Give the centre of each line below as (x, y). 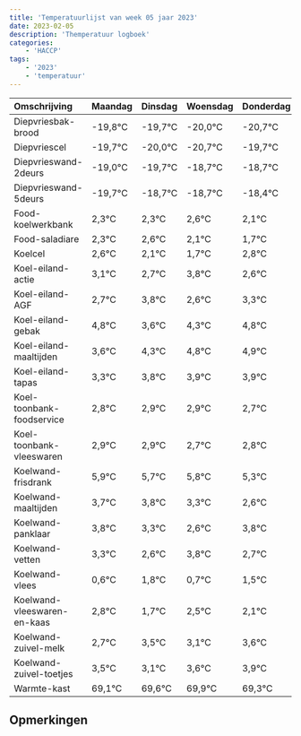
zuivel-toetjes (43, 673)
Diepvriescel (40, 147)
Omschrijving (43, 106)
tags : (19, 59)
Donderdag (266, 106)
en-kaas (32, 622)
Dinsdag (159, 106)
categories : (31, 43)
